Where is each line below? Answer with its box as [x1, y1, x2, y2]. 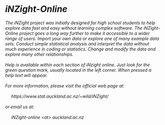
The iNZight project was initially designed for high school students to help [5, 20, 156, 26]
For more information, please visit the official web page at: [5, 83, 125, 88]
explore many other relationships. [5, 51, 74, 57]
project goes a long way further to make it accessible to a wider [19, 30, 150, 36]
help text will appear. [5, 72, 48, 78]
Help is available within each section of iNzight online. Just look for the [5, 62, 150, 68]
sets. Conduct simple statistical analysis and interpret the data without [5, 41, 150, 46]
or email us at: [5, 104, 35, 110]
